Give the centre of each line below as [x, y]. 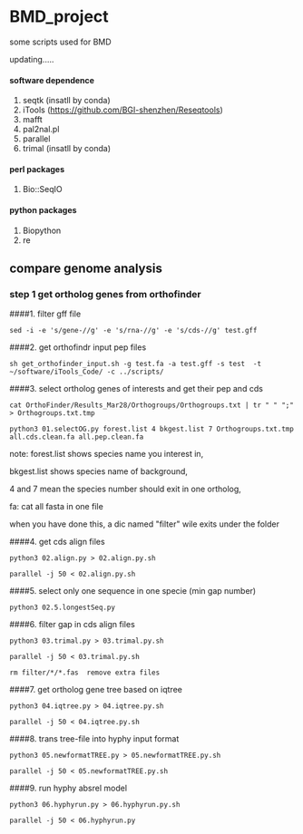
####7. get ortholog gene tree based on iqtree [96, 690]
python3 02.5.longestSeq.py [63, 608]
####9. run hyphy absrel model [68, 788]
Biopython [42, 230]
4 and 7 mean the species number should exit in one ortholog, [126, 489]
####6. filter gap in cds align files [73, 625]
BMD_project [59, 17]
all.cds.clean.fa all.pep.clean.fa [77, 437]
